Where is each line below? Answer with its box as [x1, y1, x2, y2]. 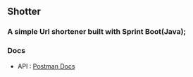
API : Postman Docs [17, 61, 75, 70]
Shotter [7, 6, 41, 18]
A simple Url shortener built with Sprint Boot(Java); [7, 27, 187, 37]
